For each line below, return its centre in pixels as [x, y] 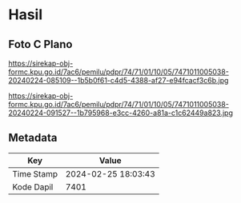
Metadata [33, 138]
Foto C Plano [40, 44]
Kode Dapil [33, 187]
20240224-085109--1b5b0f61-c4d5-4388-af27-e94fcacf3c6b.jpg [118, 80]
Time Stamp [35, 173]
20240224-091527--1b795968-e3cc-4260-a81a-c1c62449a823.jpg [121, 113]
